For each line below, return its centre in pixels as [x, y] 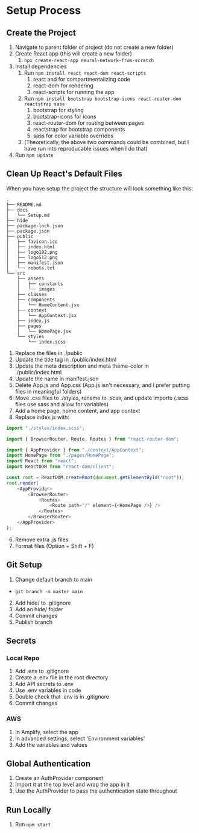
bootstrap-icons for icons [65, 116]
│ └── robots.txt [31, 268]
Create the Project [41, 33]
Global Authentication [49, 764]
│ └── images [36, 289]
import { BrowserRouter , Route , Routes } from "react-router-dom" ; [93, 439]
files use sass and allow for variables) [62, 404]
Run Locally [29, 810]
